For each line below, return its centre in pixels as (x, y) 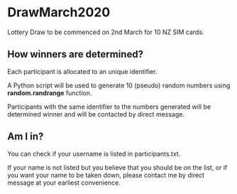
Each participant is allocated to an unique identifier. (82, 71)
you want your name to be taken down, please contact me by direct (106, 175)
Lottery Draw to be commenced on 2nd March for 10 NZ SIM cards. (106, 32)
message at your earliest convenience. (64, 183)
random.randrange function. (50, 92)
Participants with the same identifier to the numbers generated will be (109, 107)
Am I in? (26, 137)
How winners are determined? (76, 54)
